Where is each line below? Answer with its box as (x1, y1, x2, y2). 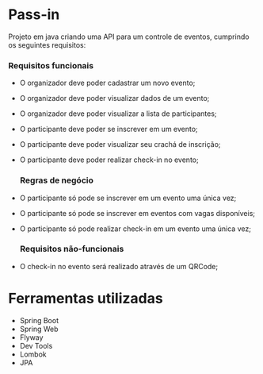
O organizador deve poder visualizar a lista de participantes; (19, 109, 217, 118)
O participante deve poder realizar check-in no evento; (19, 155, 200, 164)
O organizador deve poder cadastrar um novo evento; (19, 78, 196, 88)
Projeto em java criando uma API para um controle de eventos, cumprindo (8, 32, 250, 41)
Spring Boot (19, 315, 59, 325)
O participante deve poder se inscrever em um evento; (19, 125, 198, 134)
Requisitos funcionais (8, 60, 93, 71)
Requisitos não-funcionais (19, 244, 124, 255)
